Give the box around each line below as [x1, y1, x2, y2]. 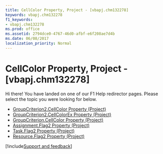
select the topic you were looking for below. [5, 96, 97, 102]
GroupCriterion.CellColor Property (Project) [12, 117, 103, 123]
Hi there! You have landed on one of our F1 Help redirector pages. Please [5, 91, 158, 97]
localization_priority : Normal [5, 41, 72, 46]
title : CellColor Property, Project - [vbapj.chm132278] [5, 7, 129, 13]
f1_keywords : [5, 17, 33, 22]
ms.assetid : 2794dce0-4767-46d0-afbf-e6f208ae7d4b [5, 31, 115, 36]
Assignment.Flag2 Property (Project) [12, 122, 90, 128]
